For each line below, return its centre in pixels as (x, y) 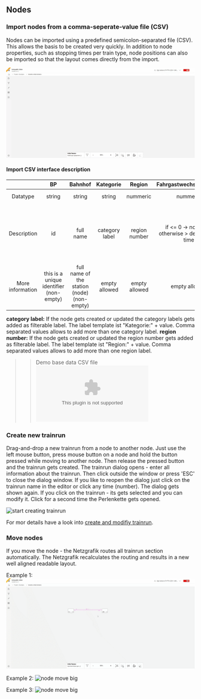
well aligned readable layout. (41, 564)
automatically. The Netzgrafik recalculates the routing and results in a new (98, 558)
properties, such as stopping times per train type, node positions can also (97, 53)
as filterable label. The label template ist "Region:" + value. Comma (89, 344)
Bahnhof (80, 185)
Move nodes (25, 538)
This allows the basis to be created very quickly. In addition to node (89, 46)
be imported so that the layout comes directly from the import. (83, 59)
